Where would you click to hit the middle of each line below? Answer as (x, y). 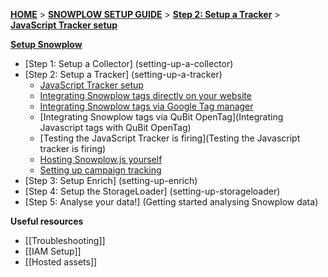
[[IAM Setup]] (53, 251)
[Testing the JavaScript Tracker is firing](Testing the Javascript (170, 138)
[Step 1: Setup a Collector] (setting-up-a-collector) (129, 63)
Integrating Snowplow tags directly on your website (145, 95)
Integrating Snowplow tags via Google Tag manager (146, 106)
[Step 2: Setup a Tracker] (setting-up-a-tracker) (123, 74)
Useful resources (47, 221)
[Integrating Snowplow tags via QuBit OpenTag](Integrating (161, 117)
